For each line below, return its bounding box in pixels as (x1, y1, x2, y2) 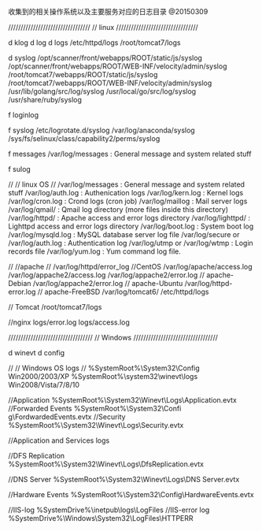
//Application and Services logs (8, 436, 110, 445)
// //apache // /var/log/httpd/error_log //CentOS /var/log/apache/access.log (8, 262, 253, 271)
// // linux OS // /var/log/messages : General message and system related (8, 180, 245, 189)
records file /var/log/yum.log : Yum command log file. (8, 247, 181, 256)
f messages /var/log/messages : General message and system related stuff (8, 149, 252, 158)
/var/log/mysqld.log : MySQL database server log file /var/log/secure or (8, 230, 240, 239)
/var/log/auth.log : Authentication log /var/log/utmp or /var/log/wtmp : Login (8, 239, 253, 247)
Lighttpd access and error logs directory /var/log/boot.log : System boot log (8, 221, 254, 231)
